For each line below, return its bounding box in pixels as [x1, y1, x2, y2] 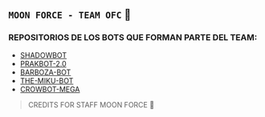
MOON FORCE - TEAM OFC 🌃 [8, 8, 132, 22]
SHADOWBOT [19, 50, 67, 60]
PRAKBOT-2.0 [19, 58, 67, 68]
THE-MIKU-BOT [19, 75, 74, 85]
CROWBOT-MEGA [19, 84, 80, 94]
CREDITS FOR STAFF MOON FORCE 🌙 [27, 99, 155, 109]
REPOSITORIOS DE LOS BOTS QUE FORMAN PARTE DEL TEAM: [8, 32, 258, 43]
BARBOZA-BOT [19, 67, 71, 77]
